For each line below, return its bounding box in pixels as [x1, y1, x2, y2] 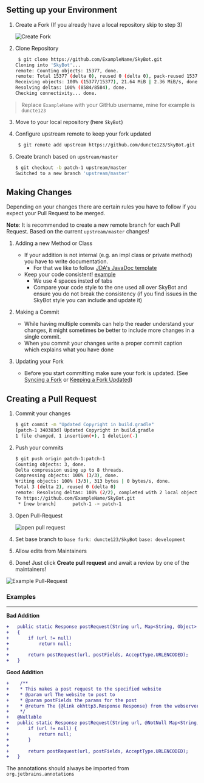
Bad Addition [6, 612, 40, 619]
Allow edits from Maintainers [15, 547, 87, 554]
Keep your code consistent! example [24, 271, 116, 278]
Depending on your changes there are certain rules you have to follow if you [6, 203, 197, 210]
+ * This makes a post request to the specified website [6, 686, 162, 692]
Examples [6, 592, 36, 601]
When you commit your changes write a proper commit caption [24, 340, 183, 347]
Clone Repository [15, 44, 59, 52]
